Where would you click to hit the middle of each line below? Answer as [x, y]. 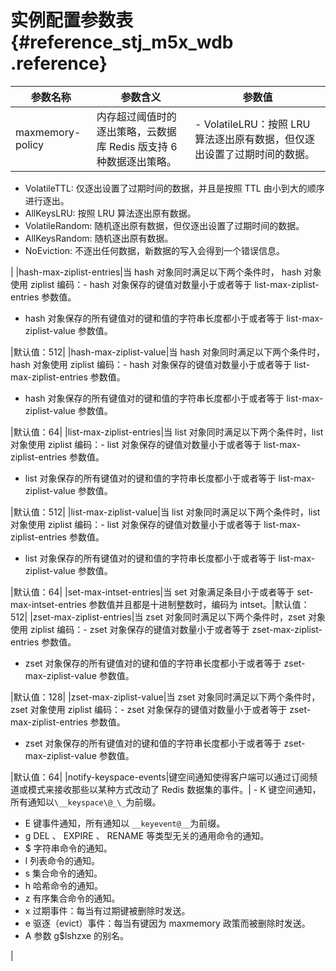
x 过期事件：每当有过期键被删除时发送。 [107, 910]
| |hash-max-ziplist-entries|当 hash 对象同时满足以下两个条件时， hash [156, 272]
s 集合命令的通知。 [63, 873]
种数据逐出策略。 [136, 161]
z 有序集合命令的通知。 [72, 898]
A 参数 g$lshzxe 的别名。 [77, 935]
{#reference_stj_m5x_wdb [122, 42]
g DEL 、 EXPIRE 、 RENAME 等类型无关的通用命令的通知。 [147, 835]
